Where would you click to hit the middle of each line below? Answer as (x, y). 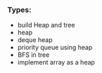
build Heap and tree (46, 25)
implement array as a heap (56, 62)
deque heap (35, 40)
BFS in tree (33, 55)
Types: (19, 10)
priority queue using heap (55, 48)
